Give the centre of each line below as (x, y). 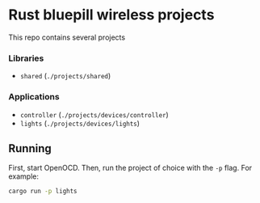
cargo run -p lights (43, 192)
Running (30, 148)
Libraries (26, 58)
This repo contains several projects (67, 37)
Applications (34, 97)
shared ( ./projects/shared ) (65, 76)
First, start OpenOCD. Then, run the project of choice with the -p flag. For (130, 168)
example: (23, 176)
